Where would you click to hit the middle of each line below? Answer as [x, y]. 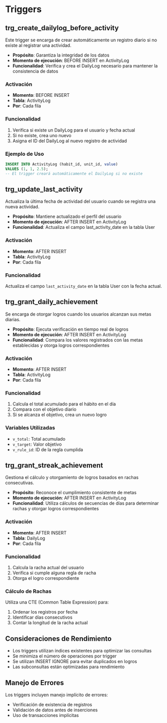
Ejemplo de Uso [25, 154]
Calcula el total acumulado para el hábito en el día [64, 404]
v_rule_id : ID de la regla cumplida [48, 449]
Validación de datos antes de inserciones [55, 710]
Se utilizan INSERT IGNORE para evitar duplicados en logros [75, 661]
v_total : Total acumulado [39, 439]
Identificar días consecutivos [43, 617]
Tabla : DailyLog [29, 538]
